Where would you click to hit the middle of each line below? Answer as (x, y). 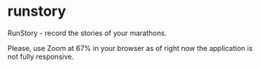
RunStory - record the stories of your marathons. (87, 33)
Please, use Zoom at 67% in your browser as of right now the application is (130, 48)
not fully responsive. (41, 56)
